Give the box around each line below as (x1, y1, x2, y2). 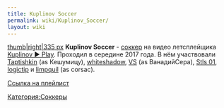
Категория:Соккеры (7, 92, 68, 101)
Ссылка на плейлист (7, 79, 69, 88)
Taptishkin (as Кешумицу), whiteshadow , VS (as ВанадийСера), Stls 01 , (7, 58, 218, 66)
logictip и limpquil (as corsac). (7, 65, 95, 74)
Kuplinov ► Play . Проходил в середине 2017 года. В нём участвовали (7, 50, 216, 59)
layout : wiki (7, 23, 46, 30)
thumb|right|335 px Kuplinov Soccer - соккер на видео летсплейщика (7, 43, 217, 52)
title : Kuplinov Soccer (7, 10, 78, 18)
